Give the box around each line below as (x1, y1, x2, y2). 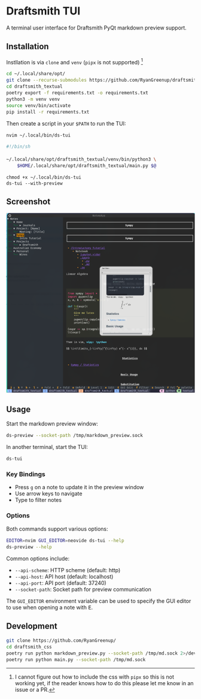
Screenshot (6, 197, 51, 207)
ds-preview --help (6, 544, 52, 550)
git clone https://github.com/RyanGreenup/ (6, 638, 117, 644)
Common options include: (6, 555, 70, 562)
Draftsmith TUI (6, 4, 81, 18)
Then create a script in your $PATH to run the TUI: (6, 120, 127, 127)
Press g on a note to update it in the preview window (14, 484, 144, 491)
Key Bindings (6, 470, 46, 478)
